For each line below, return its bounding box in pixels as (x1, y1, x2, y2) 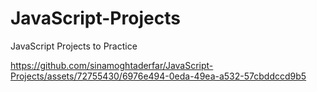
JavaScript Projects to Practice (10, 40, 138, 52)
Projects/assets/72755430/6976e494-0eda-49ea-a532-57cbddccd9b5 (10, 70, 307, 82)
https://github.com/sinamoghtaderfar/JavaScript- (10, 59, 214, 71)
